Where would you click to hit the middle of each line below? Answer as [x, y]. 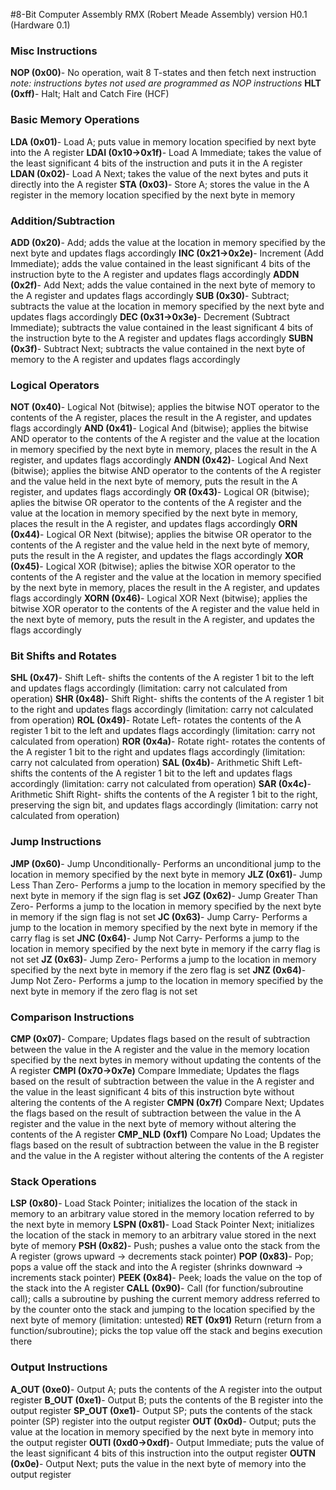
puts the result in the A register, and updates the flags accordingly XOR [157, 556]
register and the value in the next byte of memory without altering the [153, 1124]
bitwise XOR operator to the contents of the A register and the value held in [165, 609]
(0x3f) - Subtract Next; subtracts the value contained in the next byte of [158, 348]
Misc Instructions [54, 51]
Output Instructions [59, 1367]
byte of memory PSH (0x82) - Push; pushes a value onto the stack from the [165, 1246]
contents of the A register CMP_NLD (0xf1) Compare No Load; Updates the [166, 1135]
